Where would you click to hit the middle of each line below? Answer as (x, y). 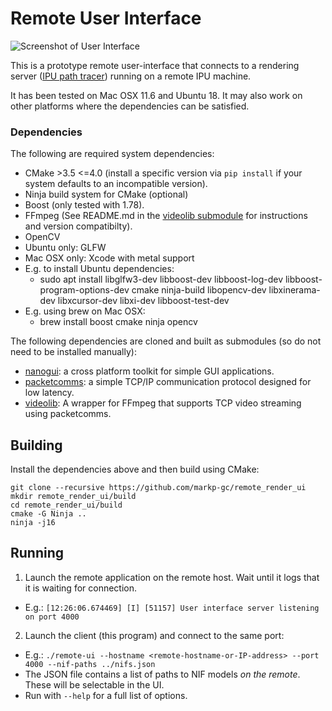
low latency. (49, 393)
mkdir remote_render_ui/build (73, 497)
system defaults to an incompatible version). (116, 184)
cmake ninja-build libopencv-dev (199, 290)
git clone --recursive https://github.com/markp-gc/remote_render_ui (158, 488)
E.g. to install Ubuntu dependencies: (99, 269)
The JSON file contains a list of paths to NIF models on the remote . (162, 674)
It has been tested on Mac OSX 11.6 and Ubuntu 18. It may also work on (156, 95)
